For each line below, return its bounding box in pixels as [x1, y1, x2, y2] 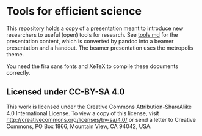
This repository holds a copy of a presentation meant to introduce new [6, 25, 184, 32]
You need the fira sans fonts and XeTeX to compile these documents [6, 62, 179, 70]
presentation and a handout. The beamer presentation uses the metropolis [6, 44, 193, 51]
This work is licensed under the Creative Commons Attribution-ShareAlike [6, 103, 192, 110]
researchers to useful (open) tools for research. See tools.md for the [6, 31, 178, 38]
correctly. [6, 69, 31, 76]
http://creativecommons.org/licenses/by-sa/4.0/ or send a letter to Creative [6, 116, 197, 123]
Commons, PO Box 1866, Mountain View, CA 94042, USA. [6, 123, 152, 130]
